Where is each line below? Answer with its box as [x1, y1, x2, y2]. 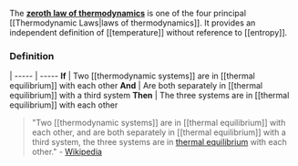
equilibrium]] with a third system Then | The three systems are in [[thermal [9, 90, 290, 101]
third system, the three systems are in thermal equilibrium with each [31, 137, 287, 148]
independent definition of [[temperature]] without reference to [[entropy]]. [9, 27, 288, 37]
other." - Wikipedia [31, 146, 103, 158]
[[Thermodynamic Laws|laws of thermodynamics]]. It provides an [9, 17, 256, 28]
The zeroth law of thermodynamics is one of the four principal [9, 8, 247, 18]
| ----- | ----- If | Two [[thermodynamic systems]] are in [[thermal [9, 70, 255, 81]
